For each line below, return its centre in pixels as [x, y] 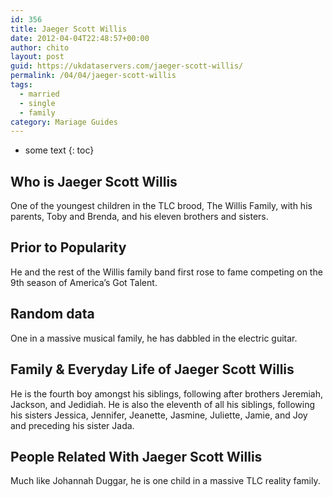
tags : [21, 85]
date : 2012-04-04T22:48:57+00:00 [80, 38]
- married [39, 94]
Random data [52, 314]
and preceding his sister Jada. [72, 425]
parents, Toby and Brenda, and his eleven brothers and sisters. [139, 217]
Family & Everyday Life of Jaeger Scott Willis [152, 369]
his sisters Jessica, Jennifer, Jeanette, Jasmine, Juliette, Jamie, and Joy [159, 415]
